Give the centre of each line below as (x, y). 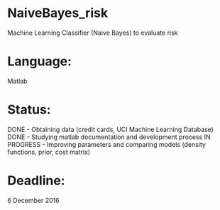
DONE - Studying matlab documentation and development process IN (109, 137)
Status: (29, 110)
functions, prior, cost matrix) (49, 152)
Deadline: (36, 181)
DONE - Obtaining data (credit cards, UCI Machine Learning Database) (111, 129)
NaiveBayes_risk (58, 13)
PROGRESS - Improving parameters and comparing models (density (106, 144)
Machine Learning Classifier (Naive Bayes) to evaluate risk (93, 33)
